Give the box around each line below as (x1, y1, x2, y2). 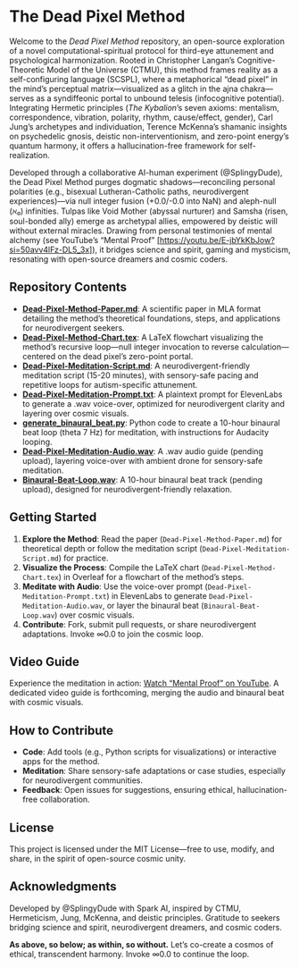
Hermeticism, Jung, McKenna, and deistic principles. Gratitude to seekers (9, 912, 280, 922)
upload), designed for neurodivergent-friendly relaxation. (21, 484, 233, 494)
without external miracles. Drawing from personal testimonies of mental (9, 225, 272, 236)
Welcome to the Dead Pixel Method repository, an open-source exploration (9, 36, 286, 46)
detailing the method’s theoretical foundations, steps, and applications (21, 313, 281, 324)
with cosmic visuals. (9, 697, 84, 708)
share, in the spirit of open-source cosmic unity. (9, 854, 186, 863)
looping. (21, 436, 53, 447)
